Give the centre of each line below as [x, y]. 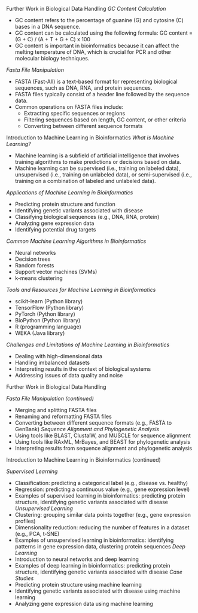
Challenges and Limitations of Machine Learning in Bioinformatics [88, 344]
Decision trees [33, 259]
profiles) [25, 521]
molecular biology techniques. [52, 58]
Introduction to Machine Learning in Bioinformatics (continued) [84, 460]
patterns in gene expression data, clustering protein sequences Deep [100, 546]
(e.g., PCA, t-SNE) [37, 534]
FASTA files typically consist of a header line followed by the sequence [102, 94]
